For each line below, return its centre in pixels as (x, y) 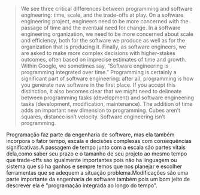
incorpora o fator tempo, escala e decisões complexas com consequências (99, 141)
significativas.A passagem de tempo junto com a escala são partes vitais (96, 147)
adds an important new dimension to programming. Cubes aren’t (101, 110)
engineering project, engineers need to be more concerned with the (104, 21)
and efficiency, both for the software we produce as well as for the (103, 40)
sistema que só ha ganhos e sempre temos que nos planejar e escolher (94, 166)
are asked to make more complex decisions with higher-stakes (98, 53)
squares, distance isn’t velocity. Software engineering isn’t (93, 117)
